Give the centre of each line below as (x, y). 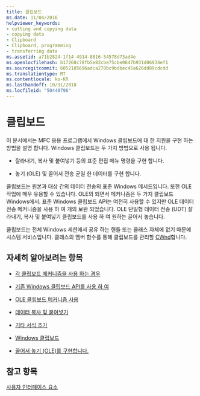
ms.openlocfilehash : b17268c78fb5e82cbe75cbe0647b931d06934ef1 (87, 62)
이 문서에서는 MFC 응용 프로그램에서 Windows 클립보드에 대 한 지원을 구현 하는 (100, 140)
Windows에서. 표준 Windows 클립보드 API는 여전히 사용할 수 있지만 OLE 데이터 (100, 201)
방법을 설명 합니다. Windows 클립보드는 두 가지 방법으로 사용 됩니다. (87, 148)
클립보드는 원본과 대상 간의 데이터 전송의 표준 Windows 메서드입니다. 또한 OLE (99, 186)
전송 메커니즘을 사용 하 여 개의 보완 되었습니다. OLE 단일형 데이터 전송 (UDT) (96, 209)
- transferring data (32, 51)
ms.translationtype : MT (36, 74)
